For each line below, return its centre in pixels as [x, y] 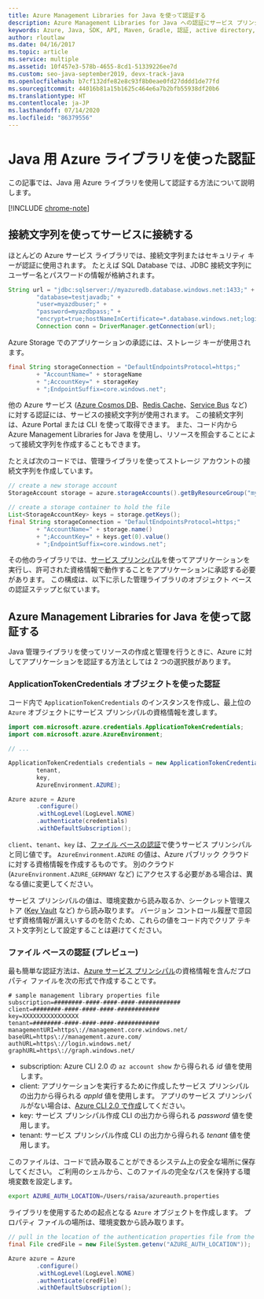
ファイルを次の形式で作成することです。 [95, 981]
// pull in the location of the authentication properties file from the [132, 1237]
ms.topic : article [38, 52]
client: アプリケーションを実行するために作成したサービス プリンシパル [134, 1086]
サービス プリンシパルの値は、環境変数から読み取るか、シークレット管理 [126, 900]
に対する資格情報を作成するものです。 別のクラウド [92, 864]
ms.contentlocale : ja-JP [49, 103]
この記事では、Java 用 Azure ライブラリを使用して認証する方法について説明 [132, 183]
